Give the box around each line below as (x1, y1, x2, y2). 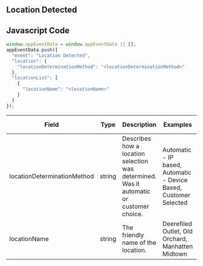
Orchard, (162, 235, 187, 243)
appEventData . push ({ (6, 47, 59, 53)
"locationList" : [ (11, 75, 59, 81)
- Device (162, 176, 188, 184)
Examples (163, 120, 192, 128)
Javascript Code (6, 25, 70, 36)
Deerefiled (162, 220, 192, 228)
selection (121, 157, 149, 165)
